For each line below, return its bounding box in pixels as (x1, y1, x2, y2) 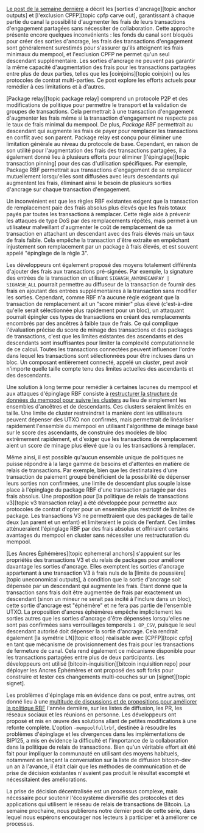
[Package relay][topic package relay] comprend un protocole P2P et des (6, 95, 188, 102)
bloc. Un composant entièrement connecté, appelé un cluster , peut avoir (6, 358, 189, 366)
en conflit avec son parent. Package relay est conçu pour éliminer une (6, 134, 182, 141)
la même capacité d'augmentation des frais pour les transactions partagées (6, 64, 197, 71)
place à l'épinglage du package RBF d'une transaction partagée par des (6, 486, 187, 493)
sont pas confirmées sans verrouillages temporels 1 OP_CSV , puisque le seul (6, 621, 196, 628)
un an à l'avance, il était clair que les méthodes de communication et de (6, 763, 186, 770)
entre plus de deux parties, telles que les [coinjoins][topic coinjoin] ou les (6, 70, 191, 77)
